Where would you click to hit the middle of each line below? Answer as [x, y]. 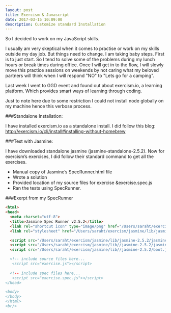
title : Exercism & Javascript [37, 15]
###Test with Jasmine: [29, 141]
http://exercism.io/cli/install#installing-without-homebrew [65, 132]
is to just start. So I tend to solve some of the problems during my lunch [80, 60]
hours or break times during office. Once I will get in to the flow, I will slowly [84, 65]
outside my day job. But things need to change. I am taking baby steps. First [85, 54]
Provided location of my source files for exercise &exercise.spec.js [82, 183]
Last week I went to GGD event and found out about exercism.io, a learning [84, 86]
